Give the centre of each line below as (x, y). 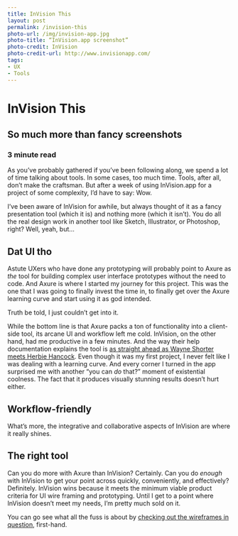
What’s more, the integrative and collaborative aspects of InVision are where (119, 426)
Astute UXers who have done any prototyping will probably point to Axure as (119, 269)
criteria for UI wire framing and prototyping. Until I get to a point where (111, 496)
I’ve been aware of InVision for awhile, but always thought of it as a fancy (114, 207)
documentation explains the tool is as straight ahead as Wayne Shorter (111, 349)
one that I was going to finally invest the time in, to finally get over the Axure (118, 291)
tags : (15, 60)
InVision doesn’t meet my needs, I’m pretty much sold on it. (94, 503)
